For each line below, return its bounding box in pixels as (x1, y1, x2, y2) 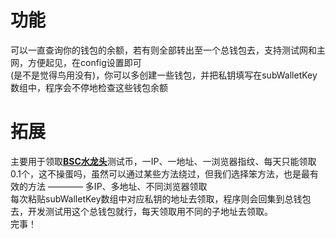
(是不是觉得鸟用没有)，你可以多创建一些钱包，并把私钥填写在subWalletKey (10, 69, 318, 81)
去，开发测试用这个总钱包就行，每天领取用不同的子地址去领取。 (10, 205, 273, 217)
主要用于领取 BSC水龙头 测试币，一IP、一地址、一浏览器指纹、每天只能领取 (10, 155, 317, 167)
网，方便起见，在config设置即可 (10, 56, 142, 68)
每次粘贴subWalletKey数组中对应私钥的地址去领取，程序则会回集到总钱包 (10, 192, 312, 205)
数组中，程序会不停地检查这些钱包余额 (10, 81, 168, 93)
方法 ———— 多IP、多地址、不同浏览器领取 (27, 180, 208, 192)
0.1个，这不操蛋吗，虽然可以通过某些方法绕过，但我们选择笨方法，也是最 (10, 167, 310, 180)
